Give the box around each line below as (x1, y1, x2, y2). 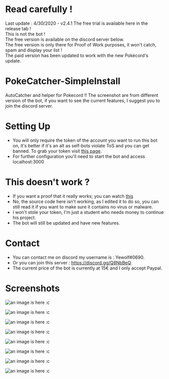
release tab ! (5, 25, 31, 31)
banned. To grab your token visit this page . (12, 148, 102, 154)
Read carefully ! (5, 4, 73, 15)
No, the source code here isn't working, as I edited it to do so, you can (12, 198, 159, 204)
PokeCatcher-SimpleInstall (5, 76, 121, 87)
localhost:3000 (12, 158, 44, 165)
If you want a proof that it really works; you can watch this (12, 193, 134, 199)
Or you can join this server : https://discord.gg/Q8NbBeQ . (12, 259, 133, 265)
